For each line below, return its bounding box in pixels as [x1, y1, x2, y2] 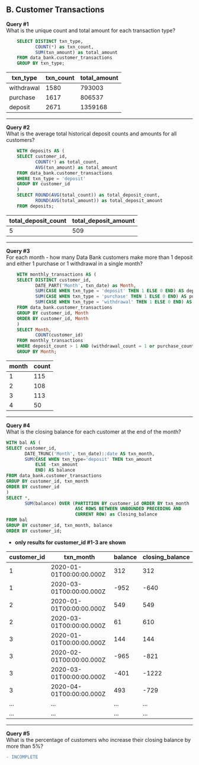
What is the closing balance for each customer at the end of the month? [6, 428, 182, 435]
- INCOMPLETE [6, 754, 38, 760]
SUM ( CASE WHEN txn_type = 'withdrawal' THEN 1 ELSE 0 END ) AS [35, 299, 192, 305]
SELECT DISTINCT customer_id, [17, 277, 92, 283]
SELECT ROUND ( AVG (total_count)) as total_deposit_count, [17, 192, 161, 198]
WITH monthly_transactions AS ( [17, 271, 97, 277]
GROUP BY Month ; [17, 349, 57, 355]
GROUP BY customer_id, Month [17, 310, 89, 316]
